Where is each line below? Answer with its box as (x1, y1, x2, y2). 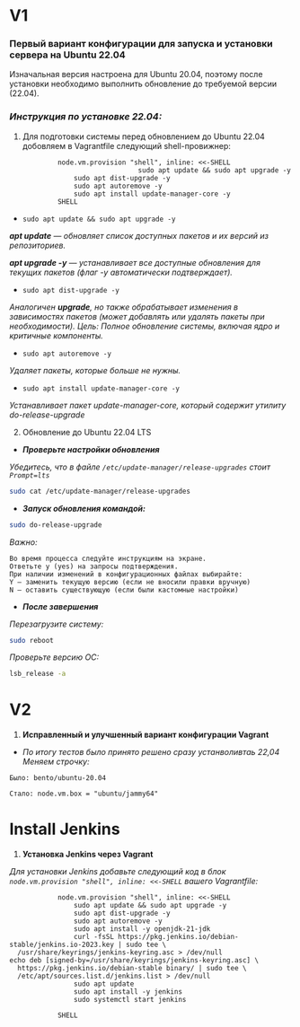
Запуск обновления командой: (22, 503, 146, 513)
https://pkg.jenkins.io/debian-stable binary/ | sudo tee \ (17, 964, 247, 973)
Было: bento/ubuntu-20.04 (9, 774, 106, 783)
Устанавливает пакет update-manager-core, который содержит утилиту (9, 399, 287, 410)
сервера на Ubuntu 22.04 (9, 48, 126, 61)
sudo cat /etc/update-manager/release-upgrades (9, 487, 191, 496)
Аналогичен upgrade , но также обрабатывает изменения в (9, 302, 239, 312)
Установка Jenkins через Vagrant (22, 849, 154, 860)
